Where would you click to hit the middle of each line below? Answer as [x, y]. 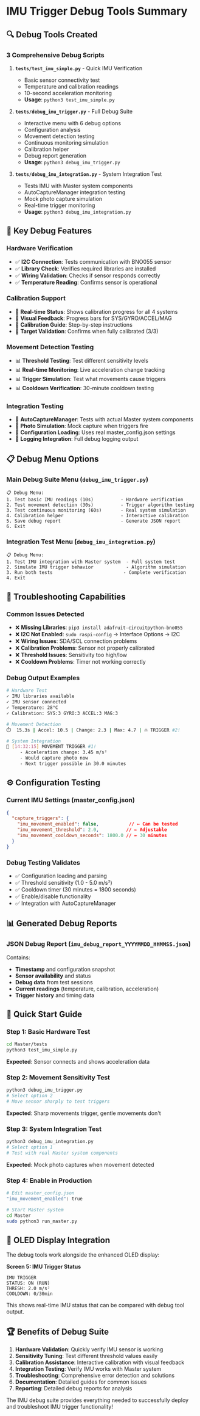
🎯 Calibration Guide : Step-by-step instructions [74, 324]
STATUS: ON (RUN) [28, 1283]
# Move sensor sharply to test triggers [58, 1102]
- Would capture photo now [54, 758]
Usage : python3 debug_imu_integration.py [78, 211]
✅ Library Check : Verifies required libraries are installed [85, 268]
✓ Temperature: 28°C [33, 708]
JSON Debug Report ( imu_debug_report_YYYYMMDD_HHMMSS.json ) [99, 944]
